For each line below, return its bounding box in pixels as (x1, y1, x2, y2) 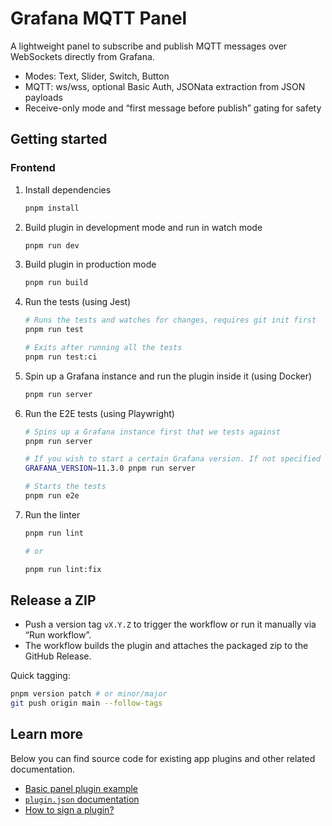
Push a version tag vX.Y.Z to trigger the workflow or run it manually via (24, 618, 317, 631)
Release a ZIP (10, 592, 97, 609)
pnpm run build (24, 278, 89, 288)
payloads (24, 91, 63, 103)
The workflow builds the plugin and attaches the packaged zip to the (24, 640, 309, 652)
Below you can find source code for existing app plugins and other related (10, 752, 316, 764)
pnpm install (24, 203, 80, 213)
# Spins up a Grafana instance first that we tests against (24, 427, 281, 437)
